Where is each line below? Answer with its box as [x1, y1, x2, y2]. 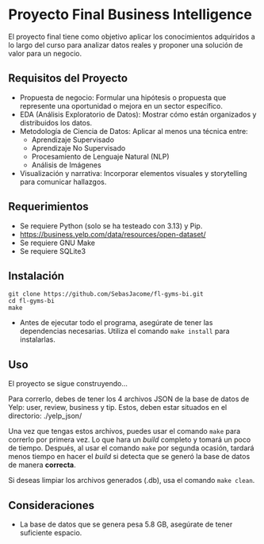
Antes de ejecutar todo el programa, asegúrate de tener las [19, 318, 213, 328]
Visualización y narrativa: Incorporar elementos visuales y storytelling [19, 168, 247, 178]
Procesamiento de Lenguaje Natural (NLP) [31, 151, 170, 161]
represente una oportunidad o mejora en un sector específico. [19, 101, 224, 110]
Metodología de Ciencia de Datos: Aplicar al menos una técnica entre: [19, 126, 248, 136]
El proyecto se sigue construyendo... [8, 379, 128, 389]
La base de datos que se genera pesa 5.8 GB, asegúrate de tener [19, 519, 233, 529]
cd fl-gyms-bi [8, 297, 55, 305]
